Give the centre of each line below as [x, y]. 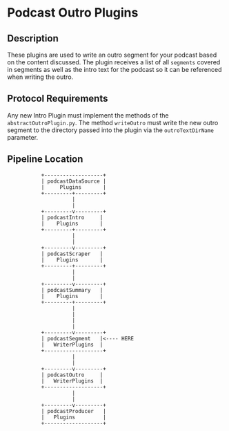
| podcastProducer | [74, 411]
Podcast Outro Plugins [73, 13]
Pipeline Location [45, 159]
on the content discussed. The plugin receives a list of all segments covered [114, 62]
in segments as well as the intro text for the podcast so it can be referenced [114, 70]
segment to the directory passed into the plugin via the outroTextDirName [110, 130]
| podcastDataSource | [74, 181]
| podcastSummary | [72, 290]
